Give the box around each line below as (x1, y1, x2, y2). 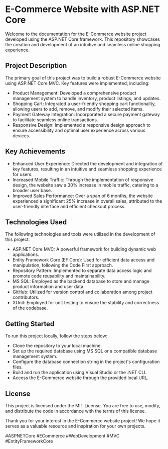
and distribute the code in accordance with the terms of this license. (5, 408, 146, 414)
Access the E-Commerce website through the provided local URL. (12, 375, 149, 381)
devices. (12, 132, 31, 139)
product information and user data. (12, 284, 85, 290)
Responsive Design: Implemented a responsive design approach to (12, 122, 151, 128)
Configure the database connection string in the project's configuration (12, 358, 160, 365)
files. (12, 364, 23, 370)
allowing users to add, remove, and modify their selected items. (12, 106, 144, 112)
